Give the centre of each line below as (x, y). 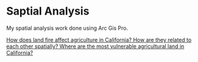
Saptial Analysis (48, 11)
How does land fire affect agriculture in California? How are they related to (99, 40)
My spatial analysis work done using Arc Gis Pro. (67, 28)
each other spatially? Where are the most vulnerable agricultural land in (95, 46)
